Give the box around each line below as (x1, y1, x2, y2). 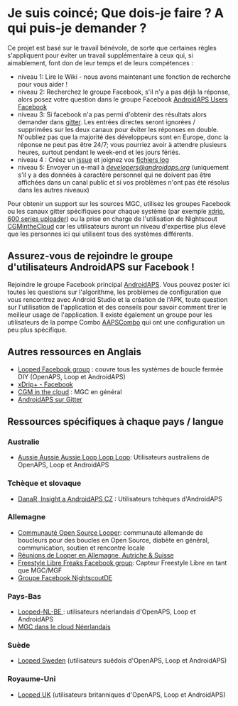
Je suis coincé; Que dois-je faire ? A (7, 5, 224, 21)
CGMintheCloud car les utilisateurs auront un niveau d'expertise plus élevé (7, 222, 226, 230)
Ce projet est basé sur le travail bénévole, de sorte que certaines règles (7, 43, 217, 52)
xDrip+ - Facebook (17, 380, 73, 389)
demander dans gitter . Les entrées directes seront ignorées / (17, 117, 195, 126)
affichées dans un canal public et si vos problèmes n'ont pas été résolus (17, 178, 229, 186)
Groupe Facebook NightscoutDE (17, 573, 112, 582)
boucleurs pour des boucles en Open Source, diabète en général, (17, 536, 210, 544)
